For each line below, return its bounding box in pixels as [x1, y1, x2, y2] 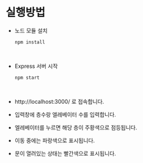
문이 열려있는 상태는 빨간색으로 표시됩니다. [14, 150, 117, 157]
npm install [14, 39, 45, 45]
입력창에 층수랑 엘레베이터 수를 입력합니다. [14, 110, 117, 118]
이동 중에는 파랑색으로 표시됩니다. [14, 137, 95, 144]
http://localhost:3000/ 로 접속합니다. [14, 98, 105, 105]
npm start [14, 74, 40, 81]
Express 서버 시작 [14, 62, 58, 70]
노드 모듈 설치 [14, 27, 48, 34]
